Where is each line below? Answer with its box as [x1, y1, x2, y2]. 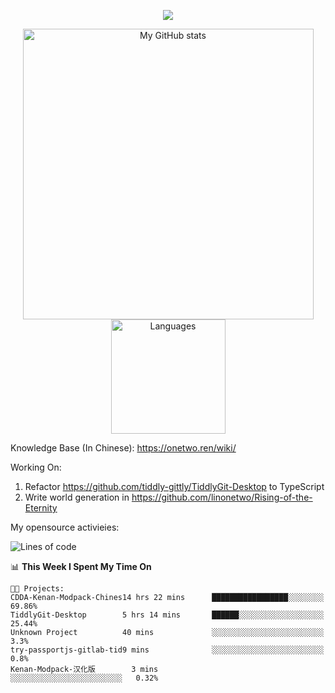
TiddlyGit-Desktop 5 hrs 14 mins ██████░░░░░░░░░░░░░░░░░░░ [10, 610, 325, 620]
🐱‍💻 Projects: [10, 584, 65, 594]
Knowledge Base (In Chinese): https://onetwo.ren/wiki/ [10, 442, 237, 454]
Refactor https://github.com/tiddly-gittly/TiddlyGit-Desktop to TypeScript [24, 481, 325, 492]
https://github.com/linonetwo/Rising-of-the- [131, 491, 313, 503]
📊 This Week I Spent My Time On [10, 561, 152, 572]
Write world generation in [24, 491, 130, 503]
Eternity [24, 502, 58, 514]
